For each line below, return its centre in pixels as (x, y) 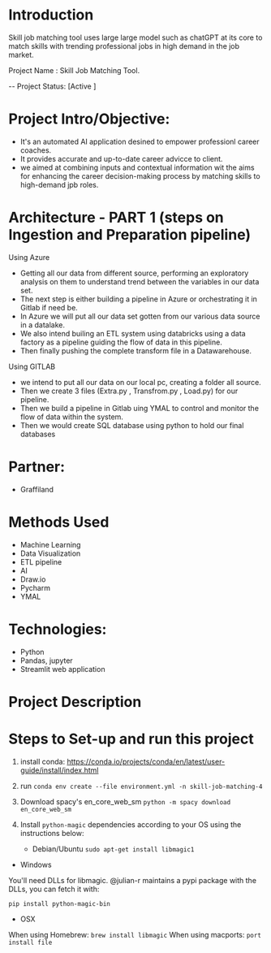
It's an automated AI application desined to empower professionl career (140, 141)
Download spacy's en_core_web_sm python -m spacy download (125, 801)
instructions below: (52, 833)
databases (38, 434)
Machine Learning (50, 544)
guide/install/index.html (59, 770)
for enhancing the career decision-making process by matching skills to (140, 175)
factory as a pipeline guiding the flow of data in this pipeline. (121, 342)
